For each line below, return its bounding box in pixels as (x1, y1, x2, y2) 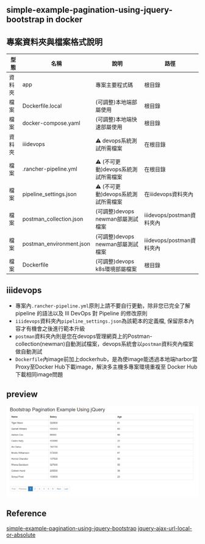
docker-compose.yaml (22, 119, 81, 127)
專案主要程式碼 (95, 81, 133, 88)
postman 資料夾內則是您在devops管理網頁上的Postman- (15, 333, 153, 340)
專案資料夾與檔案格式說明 (6, 37, 103, 47)
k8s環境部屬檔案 (95, 265, 137, 273)
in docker (46, 15, 83, 25)
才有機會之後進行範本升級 (20, 325, 85, 333)
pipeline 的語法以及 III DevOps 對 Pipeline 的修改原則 (15, 310, 148, 317)
